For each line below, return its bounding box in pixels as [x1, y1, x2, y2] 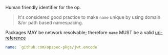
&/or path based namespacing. [17, 20, 83, 25]
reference [5, 35, 26, 41]
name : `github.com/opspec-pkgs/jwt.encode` [5, 45, 100, 50]
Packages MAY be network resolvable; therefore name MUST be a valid [5, 30, 154, 35]
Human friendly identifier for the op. [5, 5, 81, 10]
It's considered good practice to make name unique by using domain [17, 14, 160, 20]
